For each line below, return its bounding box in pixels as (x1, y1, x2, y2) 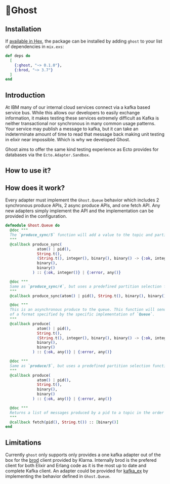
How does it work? (5, 183, 65, 192)
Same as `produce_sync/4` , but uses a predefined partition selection (10, 284, 162, 289)
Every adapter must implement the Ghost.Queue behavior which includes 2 (5, 197, 159, 203)
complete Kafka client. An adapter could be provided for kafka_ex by (5, 468, 148, 474)
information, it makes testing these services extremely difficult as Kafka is (5, 115, 159, 121)
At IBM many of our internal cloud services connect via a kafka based (5, 104, 150, 110)
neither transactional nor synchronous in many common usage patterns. (5, 120, 156, 127)
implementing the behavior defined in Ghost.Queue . (5, 473, 111, 479)
